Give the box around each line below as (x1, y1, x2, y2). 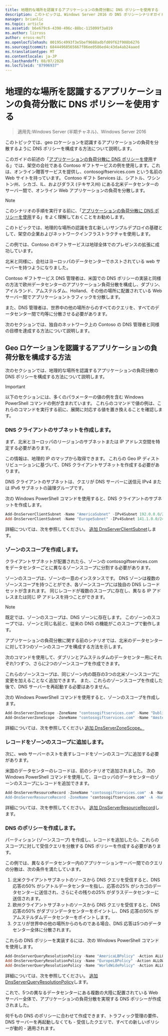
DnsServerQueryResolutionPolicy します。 (5, 978, 91, 985)
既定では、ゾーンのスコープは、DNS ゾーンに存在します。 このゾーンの (5, 614, 151, 620)
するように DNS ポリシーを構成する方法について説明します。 (9, 145, 135, 151)
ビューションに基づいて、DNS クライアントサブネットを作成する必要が (9, 462, 155, 468)
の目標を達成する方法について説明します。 (5, 328, 92, 334)
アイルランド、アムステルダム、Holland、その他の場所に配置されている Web (5, 288, 162, 294)
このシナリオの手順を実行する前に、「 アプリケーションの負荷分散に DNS (5, 208, 153, 214)
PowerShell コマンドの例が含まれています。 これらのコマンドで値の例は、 (5, 400, 157, 406)
